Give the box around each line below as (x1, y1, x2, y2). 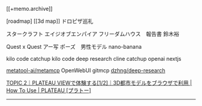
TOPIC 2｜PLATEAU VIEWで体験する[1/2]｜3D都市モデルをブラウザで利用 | (6, 79, 192, 86)
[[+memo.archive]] (6, 5, 53, 12)
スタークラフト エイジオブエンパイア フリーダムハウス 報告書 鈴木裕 (6, 30, 179, 37)
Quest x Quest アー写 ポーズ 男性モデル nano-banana (6, 43, 142, 50)
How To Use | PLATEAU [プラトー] (6, 87, 91, 94)
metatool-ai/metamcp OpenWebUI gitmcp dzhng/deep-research (6, 67, 165, 74)
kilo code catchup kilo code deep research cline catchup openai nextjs (6, 55, 182, 62)
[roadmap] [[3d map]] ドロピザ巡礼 (6, 17, 93, 25)
